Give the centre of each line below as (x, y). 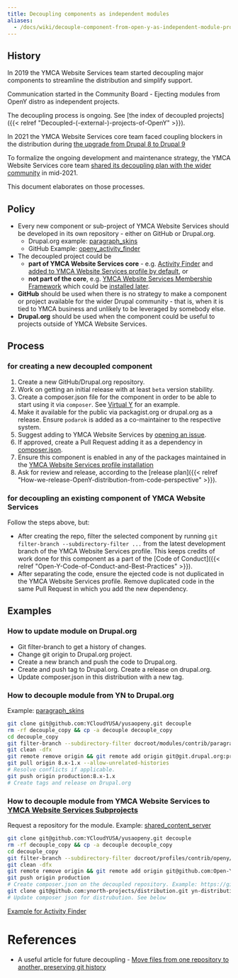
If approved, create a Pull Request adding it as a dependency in (110, 442)
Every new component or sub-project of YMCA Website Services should (123, 226)
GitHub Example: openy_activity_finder (84, 248)
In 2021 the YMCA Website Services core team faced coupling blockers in (115, 137)
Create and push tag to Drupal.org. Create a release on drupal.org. (115, 669)
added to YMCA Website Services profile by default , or (108, 271)
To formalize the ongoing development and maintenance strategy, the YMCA (119, 158)
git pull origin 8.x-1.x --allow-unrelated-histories (89, 763)
